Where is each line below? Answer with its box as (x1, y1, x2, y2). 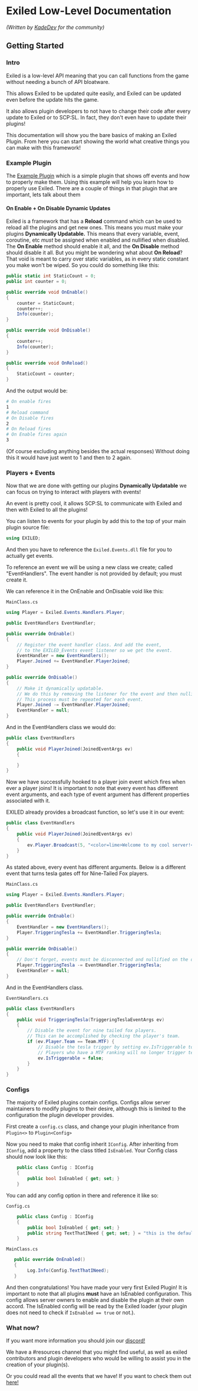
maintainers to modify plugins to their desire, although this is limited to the (6, 1105, 186, 1112)
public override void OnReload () (6, 360, 88, 366)
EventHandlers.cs (6, 995, 49, 1001)
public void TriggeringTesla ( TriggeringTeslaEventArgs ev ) (16, 1016, 165, 1023)
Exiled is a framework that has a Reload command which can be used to (6, 217, 181, 225)
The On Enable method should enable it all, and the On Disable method (6, 243, 180, 250)
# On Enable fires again (6, 431, 67, 438)
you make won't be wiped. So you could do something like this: (6, 262, 160, 269)
